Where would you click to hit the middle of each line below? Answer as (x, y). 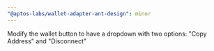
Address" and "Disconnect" (47, 41)
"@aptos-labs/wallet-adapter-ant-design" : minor (79, 14)
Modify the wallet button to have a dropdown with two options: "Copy (107, 34)
